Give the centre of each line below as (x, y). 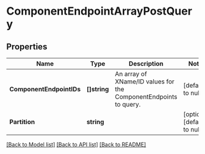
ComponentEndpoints (146, 97)
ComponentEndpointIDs (45, 89)
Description (146, 64)
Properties (27, 47)
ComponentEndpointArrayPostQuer (99, 11)
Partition (22, 122)
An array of (131, 74)
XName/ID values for (145, 82)
